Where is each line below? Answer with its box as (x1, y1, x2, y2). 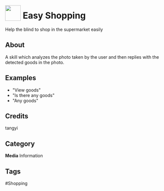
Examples (5, 74, 36, 82)
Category (5, 139, 35, 148)
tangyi (5, 125, 18, 131)
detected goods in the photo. (5, 59, 64, 65)
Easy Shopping (22, 10, 86, 21)
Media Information (5, 153, 43, 159)
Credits (5, 112, 29, 120)
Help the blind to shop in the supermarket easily (5, 26, 103, 32)
